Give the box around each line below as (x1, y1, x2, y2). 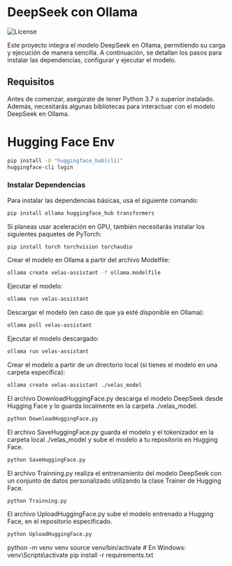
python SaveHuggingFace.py (7, 456, 86, 463)
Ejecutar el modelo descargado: (7, 334, 99, 343)
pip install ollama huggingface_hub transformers (7, 209, 155, 217)
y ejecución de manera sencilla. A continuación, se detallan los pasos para (7, 48, 222, 57)
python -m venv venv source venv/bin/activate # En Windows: (7, 544, 187, 552)
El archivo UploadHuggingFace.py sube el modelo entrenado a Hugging (7, 510, 214, 518)
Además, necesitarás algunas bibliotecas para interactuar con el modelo (7, 102, 215, 111)
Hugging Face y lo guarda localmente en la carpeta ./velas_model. (7, 402, 198, 410)
